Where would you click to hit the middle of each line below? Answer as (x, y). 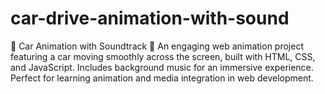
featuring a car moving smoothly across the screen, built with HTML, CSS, (163, 56)
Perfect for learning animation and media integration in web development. (162, 78)
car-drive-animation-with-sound (150, 18)
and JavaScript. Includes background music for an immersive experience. (162, 67)
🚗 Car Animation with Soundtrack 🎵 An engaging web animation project (157, 46)
